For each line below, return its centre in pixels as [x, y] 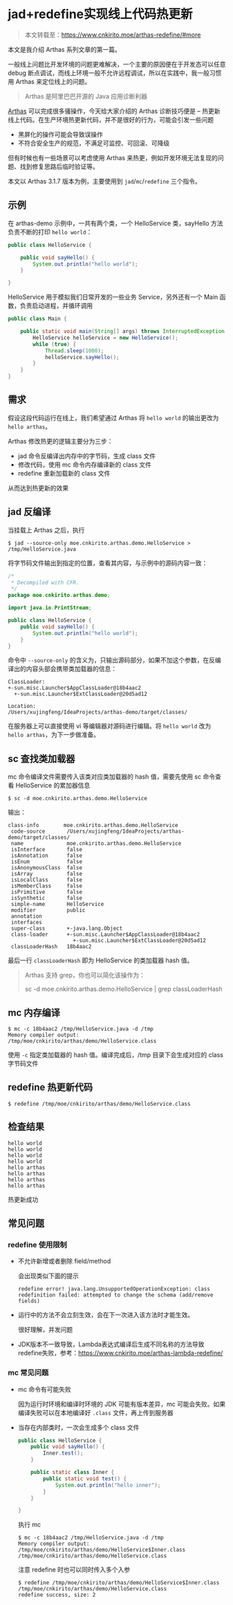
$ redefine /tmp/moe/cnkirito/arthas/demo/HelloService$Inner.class [119, 1583]
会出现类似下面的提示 [48, 1276]
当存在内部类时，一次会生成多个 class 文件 [78, 1427]
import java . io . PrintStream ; [50, 608]
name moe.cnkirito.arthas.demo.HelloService [96, 844]
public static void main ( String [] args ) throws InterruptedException [123, 331]
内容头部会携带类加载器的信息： [71, 669]
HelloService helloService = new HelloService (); [105, 338]
